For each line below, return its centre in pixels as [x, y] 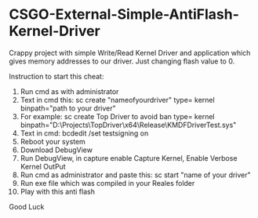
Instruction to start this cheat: [56, 76]
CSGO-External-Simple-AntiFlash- [124, 15]
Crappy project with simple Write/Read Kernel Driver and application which [130, 53]
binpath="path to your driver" [68, 108]
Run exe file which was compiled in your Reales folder [107, 183]
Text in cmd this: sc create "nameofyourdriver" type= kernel [117, 100]
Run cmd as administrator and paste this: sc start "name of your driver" [136, 175]
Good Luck [27, 206]
